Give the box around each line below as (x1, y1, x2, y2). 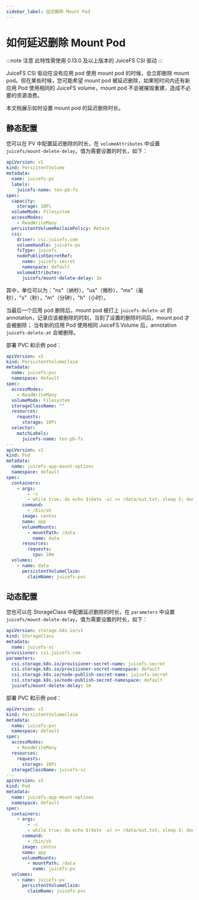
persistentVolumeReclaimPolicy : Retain (11, 225, 110, 231)
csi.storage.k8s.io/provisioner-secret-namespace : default (11, 666, 161, 672)
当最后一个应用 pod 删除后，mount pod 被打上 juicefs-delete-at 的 (6, 307, 173, 314)
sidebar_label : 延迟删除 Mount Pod (6, 8, 91, 15)
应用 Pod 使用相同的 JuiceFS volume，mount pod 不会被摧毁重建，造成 (6, 84, 181, 91)
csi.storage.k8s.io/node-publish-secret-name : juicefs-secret (11, 672, 168, 678)
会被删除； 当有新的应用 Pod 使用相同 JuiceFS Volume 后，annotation (6, 321, 176, 328)
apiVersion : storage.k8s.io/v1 (6, 628, 84, 634)
